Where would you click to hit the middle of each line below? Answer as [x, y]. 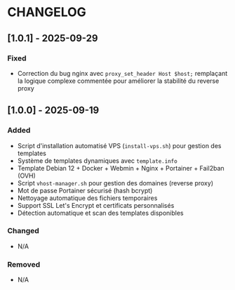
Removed [24, 264]
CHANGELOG [47, 12]
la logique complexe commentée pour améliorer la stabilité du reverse [118, 81]
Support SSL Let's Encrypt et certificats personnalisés [96, 205]
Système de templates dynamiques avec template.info [97, 160]
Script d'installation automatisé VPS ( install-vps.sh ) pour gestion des [119, 145]
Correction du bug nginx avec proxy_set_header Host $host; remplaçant [122, 73]
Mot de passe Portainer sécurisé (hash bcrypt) [85, 190]
